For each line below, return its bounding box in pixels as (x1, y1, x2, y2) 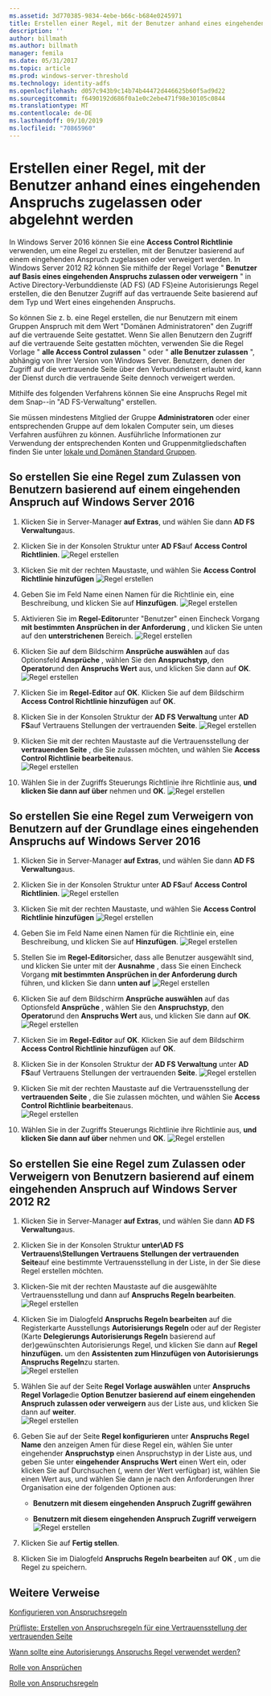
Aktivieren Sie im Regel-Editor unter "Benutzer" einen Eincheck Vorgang (20, 614, 261, 623)
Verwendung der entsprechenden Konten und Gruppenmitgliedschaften (9, 438, 247, 448)
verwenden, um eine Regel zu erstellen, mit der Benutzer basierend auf (9, 245, 245, 255)
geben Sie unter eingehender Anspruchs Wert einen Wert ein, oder (20, 1457, 247, 1467)
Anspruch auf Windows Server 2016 (9, 495, 195, 509)
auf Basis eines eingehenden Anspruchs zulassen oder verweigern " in (9, 271, 252, 281)
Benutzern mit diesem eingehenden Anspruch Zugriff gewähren (32, 1498, 252, 1508)
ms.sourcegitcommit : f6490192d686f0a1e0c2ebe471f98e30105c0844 (9, 94, 226, 102)
